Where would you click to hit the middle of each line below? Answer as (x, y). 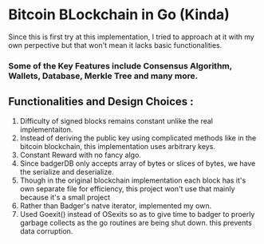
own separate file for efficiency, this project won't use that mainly (127, 188)
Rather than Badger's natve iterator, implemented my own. (116, 206)
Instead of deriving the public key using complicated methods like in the (138, 138)
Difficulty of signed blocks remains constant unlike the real (116, 120)
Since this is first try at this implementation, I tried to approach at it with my (132, 37)
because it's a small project (65, 197)
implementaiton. (46, 129)
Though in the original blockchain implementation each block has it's (133, 180)
